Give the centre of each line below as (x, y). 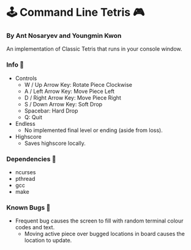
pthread (25, 179)
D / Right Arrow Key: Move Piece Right (73, 97)
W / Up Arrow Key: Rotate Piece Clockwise (78, 84)
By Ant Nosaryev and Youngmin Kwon (64, 36)
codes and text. (35, 227)
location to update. (48, 240)
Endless (25, 123)
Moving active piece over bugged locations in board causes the (104, 234)
